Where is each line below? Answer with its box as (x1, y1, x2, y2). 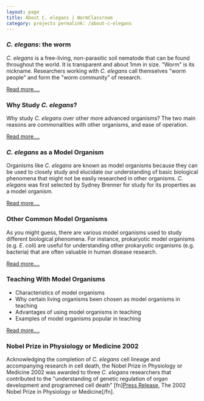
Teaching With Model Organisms (6, 275, 105, 283)
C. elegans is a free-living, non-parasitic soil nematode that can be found (6, 54, 190, 62)
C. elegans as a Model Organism (6, 147, 104, 156)
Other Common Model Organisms (6, 215, 108, 223)
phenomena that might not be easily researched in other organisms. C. (6, 175, 184, 182)
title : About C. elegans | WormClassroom (6, 15, 113, 21)
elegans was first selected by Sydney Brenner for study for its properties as (6, 181, 196, 189)
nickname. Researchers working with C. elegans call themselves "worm (6, 67, 186, 74)
